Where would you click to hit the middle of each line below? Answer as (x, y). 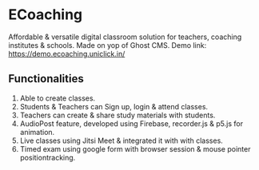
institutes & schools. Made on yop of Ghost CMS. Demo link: (108, 45)
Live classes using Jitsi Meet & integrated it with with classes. (122, 140)
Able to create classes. (58, 98)
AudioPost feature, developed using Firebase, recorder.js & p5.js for (131, 123)
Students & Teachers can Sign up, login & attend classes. (114, 106)
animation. (37, 132)
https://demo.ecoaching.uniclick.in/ (67, 53)
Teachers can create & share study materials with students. (118, 115)
